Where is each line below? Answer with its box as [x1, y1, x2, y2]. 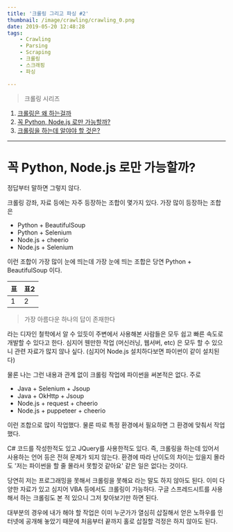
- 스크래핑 [19, 62, 45, 69]
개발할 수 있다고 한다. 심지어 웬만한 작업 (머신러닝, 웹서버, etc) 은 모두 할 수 [7, 338, 210, 347]
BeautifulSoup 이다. [7, 266, 62, 275]
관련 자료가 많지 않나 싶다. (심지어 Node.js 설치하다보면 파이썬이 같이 [14, 347, 201, 356]
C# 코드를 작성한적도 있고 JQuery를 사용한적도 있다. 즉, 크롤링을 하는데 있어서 [7, 445, 220, 453]
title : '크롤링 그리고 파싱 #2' [7, 10, 89, 17]
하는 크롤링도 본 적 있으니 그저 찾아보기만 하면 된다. [19, 494, 159, 502]
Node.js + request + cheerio [17, 400, 98, 408]
